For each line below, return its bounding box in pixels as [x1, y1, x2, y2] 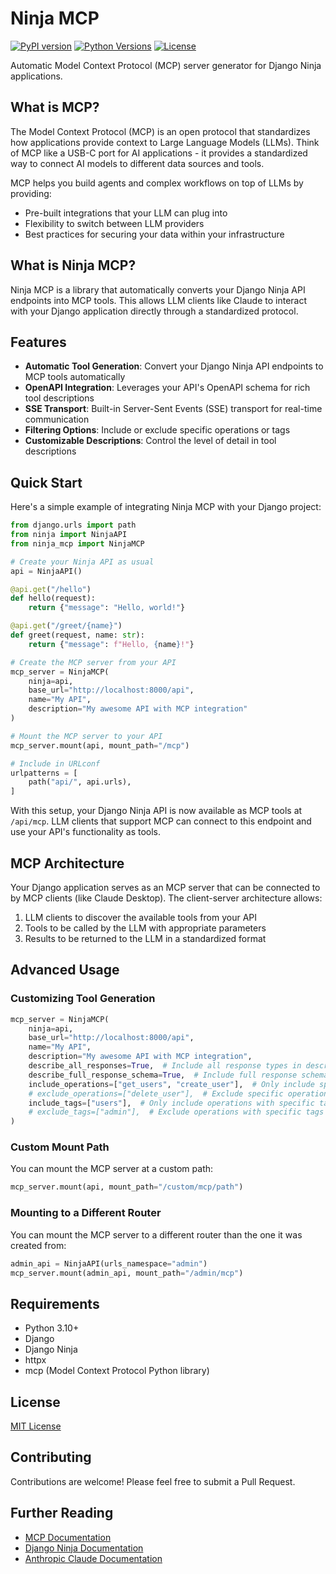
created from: [10, 1239, 67, 1251]
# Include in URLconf [10, 758, 101, 769]
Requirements [10, 1295, 100, 1312]
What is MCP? [10, 99, 100, 116]
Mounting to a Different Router [10, 1206, 162, 1220]
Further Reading [10, 1505, 114, 1522]
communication [24, 413, 90, 426]
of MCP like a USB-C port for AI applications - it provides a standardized [10, 147, 308, 159]
